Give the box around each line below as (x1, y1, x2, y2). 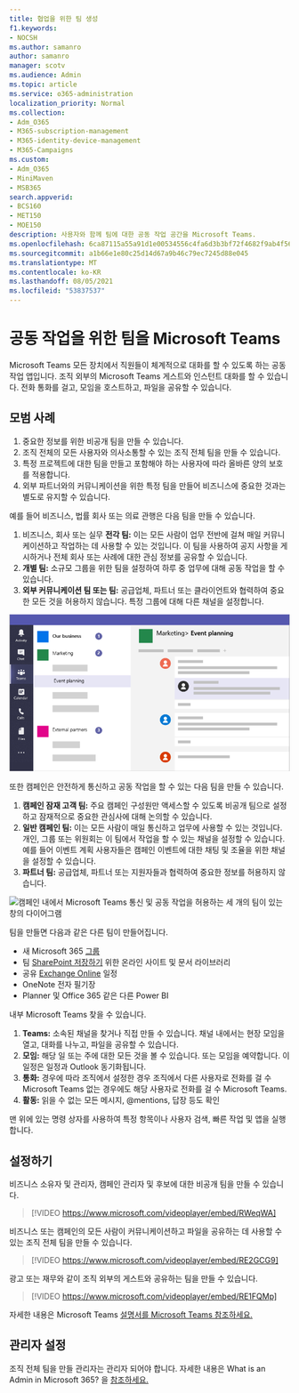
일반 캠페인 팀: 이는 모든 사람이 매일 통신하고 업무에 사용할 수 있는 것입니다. (21, 823, 283, 833)
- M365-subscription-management (9, 127, 129, 136)
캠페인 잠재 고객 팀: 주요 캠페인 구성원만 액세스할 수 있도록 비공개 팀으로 (21, 801, 271, 811)
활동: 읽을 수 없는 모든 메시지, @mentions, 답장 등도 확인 (21, 1095, 221, 1106)
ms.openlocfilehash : (9, 239, 86, 248)
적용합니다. (31, 469, 71, 479)
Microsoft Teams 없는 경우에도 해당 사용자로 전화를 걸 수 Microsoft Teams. (21, 1083, 287, 1094)
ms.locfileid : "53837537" (9, 286, 105, 295)
